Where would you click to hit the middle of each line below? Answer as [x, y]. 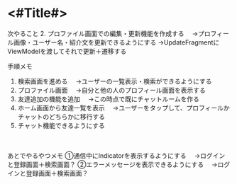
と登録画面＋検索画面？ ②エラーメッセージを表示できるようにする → [112, 164]
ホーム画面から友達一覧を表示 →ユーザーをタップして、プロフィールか [123, 108]
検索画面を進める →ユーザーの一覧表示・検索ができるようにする [115, 81]
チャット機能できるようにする [61, 125]
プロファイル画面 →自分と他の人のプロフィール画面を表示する [111, 90]
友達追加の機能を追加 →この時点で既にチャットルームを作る [109, 99]
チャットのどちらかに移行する [61, 116]
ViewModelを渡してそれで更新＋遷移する [67, 51]
